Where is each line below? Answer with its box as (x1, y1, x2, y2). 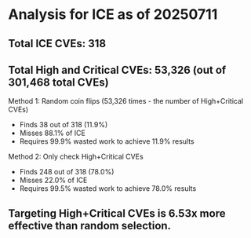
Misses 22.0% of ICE (19, 175, 88, 185)
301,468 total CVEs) (8, 75, 109, 89)
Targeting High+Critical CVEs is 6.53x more (8, 207, 226, 220)
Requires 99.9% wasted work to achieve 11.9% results (19, 137, 195, 146)
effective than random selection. (8, 218, 171, 233)
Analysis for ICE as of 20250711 (8, 5, 218, 24)
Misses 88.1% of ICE (19, 128, 86, 138)
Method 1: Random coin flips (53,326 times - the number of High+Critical (8, 97, 244, 106)
